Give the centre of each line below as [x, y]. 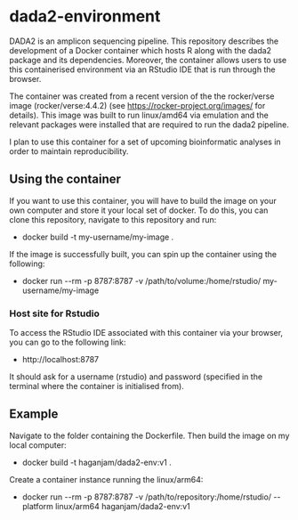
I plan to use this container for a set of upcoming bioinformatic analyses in [145, 142]
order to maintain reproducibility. [69, 151]
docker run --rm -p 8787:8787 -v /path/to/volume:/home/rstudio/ [141, 280]
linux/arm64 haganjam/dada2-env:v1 [122, 506]
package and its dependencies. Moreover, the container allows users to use [148, 60]
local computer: [38, 445]
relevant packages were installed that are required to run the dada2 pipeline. [149, 124]
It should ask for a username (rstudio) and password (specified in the [136, 377]
